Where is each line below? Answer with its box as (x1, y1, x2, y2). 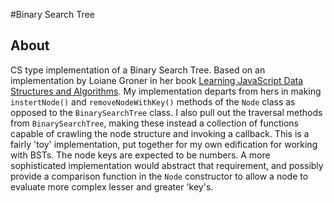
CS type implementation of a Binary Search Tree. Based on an (10, 64, 266, 76)
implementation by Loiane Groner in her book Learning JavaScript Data (10, 74, 304, 86)
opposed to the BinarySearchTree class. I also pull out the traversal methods (10, 106, 323, 118)
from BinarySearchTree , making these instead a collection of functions (10, 117, 299, 129)
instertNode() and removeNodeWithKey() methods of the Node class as (10, 95, 296, 108)
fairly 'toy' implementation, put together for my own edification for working (10, 138, 318, 150)
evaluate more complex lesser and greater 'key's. (10, 180, 214, 193)
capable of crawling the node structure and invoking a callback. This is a (10, 127, 310, 139)
